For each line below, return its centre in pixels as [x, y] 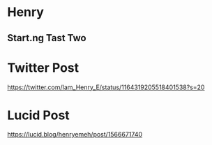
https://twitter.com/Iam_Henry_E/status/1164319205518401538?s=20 [106, 87]
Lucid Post [38, 115]
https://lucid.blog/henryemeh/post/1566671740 [75, 135]
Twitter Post [43, 68]
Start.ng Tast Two [47, 38]
